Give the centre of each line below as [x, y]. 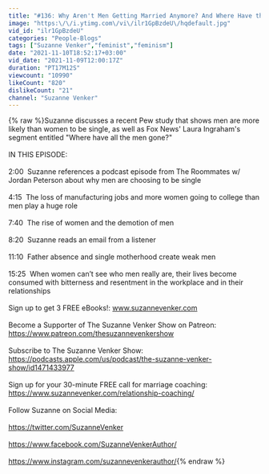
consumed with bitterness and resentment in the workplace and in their [126, 282]
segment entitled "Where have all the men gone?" [90, 138]
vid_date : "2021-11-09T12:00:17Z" [66, 61]
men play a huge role [43, 206]
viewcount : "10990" [41, 75]
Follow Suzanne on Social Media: [63, 411]
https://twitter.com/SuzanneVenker [66, 427]
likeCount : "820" [37, 83]
